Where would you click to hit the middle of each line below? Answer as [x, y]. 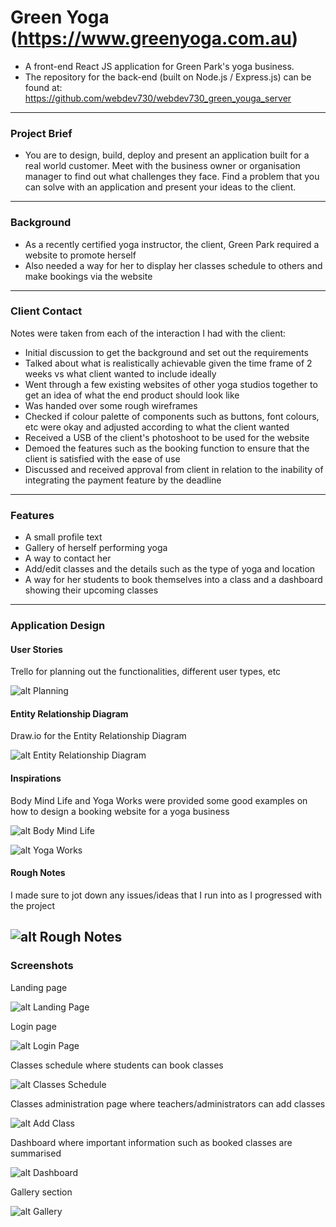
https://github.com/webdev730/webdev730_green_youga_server [158, 98]
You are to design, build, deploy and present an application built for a [167, 155]
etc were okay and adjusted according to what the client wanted [157, 427]
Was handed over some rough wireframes [111, 405]
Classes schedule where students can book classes [117, 1065]
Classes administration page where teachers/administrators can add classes [168, 1103]
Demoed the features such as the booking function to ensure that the [167, 448]
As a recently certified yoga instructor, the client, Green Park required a [172, 244]
